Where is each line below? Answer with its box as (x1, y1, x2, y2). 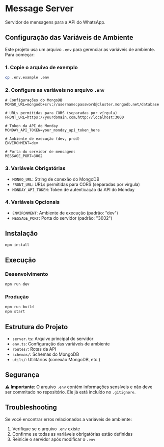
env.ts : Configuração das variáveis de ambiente (12, 341, 110, 346)
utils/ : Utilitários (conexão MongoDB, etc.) (12, 356, 101, 362)
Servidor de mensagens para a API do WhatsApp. (5, 19, 106, 25)
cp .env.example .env (5, 75, 50, 80)
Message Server (5, 3, 74, 14)
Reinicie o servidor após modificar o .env (12, 436, 96, 442)
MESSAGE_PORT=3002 (5, 154, 43, 158)
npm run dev (5, 282, 29, 287)
